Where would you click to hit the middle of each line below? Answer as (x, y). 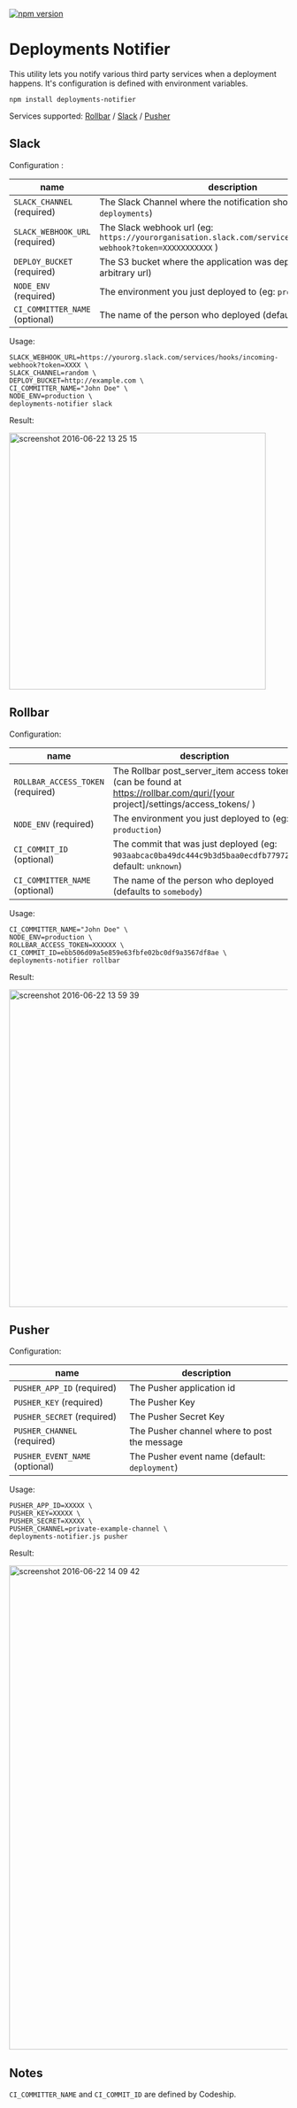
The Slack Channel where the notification (185, 202)
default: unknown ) (148, 866)
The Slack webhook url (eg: (156, 228)
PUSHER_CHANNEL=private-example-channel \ (88, 1529)
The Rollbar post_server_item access (190, 770)
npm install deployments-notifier (73, 99)
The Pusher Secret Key (177, 1417)
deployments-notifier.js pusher (69, 1537)
